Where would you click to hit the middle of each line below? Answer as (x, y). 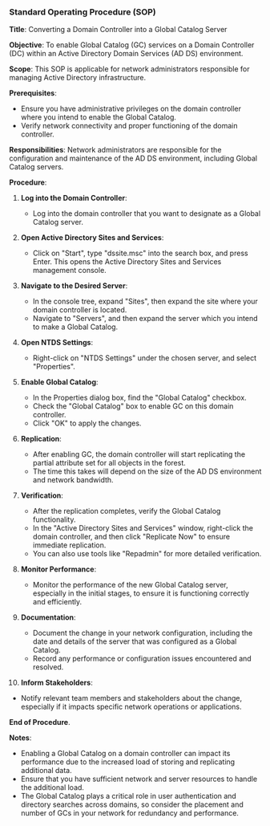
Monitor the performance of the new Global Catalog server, (130, 585)
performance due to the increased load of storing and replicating (128, 762)
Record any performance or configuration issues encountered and (142, 659)
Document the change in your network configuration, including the (143, 633)
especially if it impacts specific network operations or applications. (131, 707)
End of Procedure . (40, 722)
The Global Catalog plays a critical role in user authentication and (129, 796)
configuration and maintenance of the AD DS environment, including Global (133, 158)
